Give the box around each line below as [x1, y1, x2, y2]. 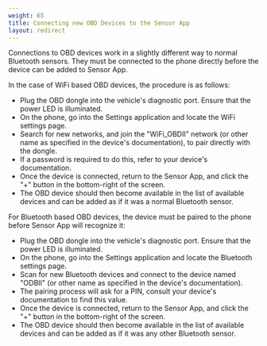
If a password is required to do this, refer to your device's [19, 155, 208, 164]
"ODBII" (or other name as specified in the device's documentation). [19, 279, 243, 288]
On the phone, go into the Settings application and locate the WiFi [19, 113, 236, 122]
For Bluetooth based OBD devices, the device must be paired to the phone [8, 212, 252, 222]
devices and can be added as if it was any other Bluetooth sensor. [19, 329, 236, 338]
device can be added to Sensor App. [8, 65, 129, 75]
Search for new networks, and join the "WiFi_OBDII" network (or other [19, 129, 249, 139]
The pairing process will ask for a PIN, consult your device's [19, 286, 217, 296]
